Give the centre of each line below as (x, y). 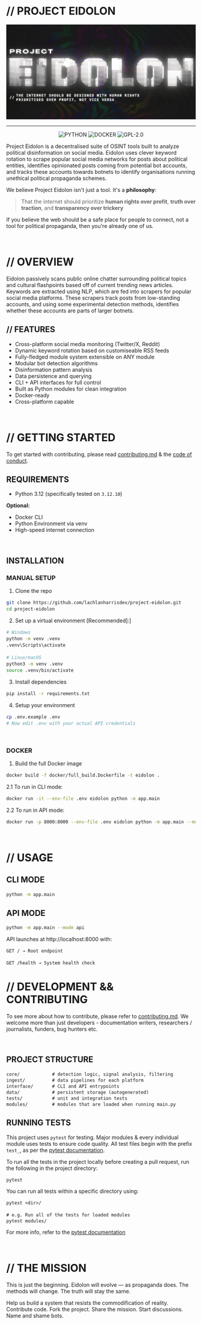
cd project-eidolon (31, 609)
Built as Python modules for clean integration (71, 389)
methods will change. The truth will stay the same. (69, 1291)
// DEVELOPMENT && (60, 987)
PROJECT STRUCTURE (50, 1060)
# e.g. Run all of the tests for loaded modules (68, 1215)
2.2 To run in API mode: (35, 810)
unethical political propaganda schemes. (57, 178)
